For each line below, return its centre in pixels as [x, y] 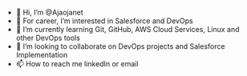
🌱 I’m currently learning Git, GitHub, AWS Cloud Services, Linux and [128, 29]
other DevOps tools [48, 38]
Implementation [42, 55]
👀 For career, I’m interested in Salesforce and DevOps [105, 21]
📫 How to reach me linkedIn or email [77, 64]
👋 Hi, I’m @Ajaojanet [50, 12]
